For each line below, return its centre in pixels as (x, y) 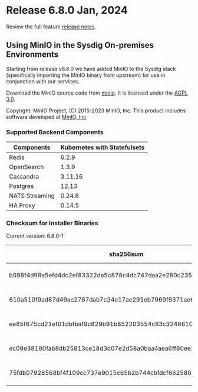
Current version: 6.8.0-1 (35, 236)
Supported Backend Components (55, 132)
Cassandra (24, 177)
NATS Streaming (32, 196)
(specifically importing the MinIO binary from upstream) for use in (86, 75)
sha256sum (126, 254)
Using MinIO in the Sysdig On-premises (80, 45)
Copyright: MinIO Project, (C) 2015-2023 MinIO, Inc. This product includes (96, 111)
